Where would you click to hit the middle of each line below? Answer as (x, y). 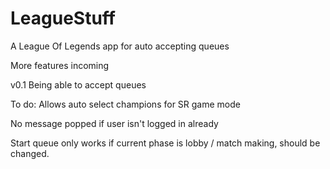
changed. (30, 153)
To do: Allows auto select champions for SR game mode (125, 104)
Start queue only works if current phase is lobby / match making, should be (165, 143)
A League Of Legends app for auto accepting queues (120, 46)
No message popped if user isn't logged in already (114, 123)
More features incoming (60, 65)
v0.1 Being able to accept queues (78, 84)
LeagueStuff (63, 18)
